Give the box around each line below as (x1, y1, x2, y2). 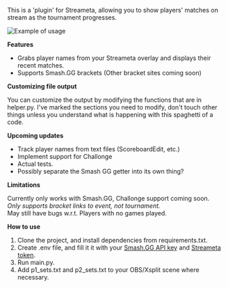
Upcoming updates (7, 132, 64, 139)
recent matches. (17, 61, 65, 69)
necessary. (17, 273, 49, 281)
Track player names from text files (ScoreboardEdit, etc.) (17, 145, 181, 153)
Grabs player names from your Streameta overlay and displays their (17, 54, 211, 62)
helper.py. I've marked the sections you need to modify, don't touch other (7, 103, 218, 111)
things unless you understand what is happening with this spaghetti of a (7, 111, 213, 119)
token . (17, 251, 36, 259)
